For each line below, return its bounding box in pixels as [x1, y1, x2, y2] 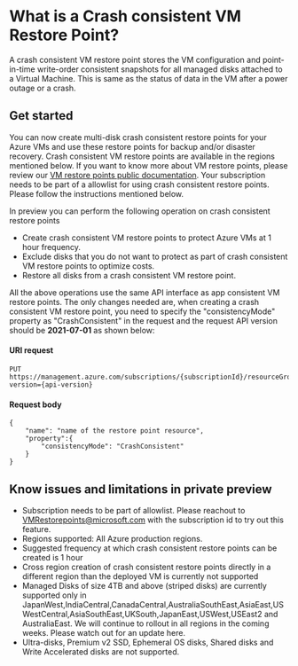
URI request [9, 345, 54, 356]
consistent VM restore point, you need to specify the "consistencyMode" [9, 306, 276, 317]
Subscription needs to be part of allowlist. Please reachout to [21, 505, 246, 515]
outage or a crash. [9, 82, 77, 93]
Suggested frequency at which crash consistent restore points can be [21, 543, 278, 553]
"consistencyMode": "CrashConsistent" [41, 442, 184, 451]
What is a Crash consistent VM [9, 6, 242, 27]
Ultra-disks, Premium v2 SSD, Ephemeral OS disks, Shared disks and [21, 637, 274, 647]
